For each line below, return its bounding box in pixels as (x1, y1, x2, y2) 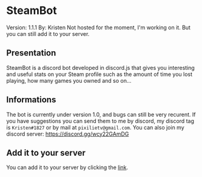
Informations (6, 95, 56, 105)
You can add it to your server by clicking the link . (6, 164, 129, 171)
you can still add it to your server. (6, 30, 90, 37)
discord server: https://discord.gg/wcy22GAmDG (6, 130, 129, 137)
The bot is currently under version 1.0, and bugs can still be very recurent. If (6, 111, 196, 118)
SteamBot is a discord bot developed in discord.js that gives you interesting (6, 64, 195, 71)
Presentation (6, 48, 56, 58)
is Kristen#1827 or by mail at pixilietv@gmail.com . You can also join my (6, 123, 185, 131)
